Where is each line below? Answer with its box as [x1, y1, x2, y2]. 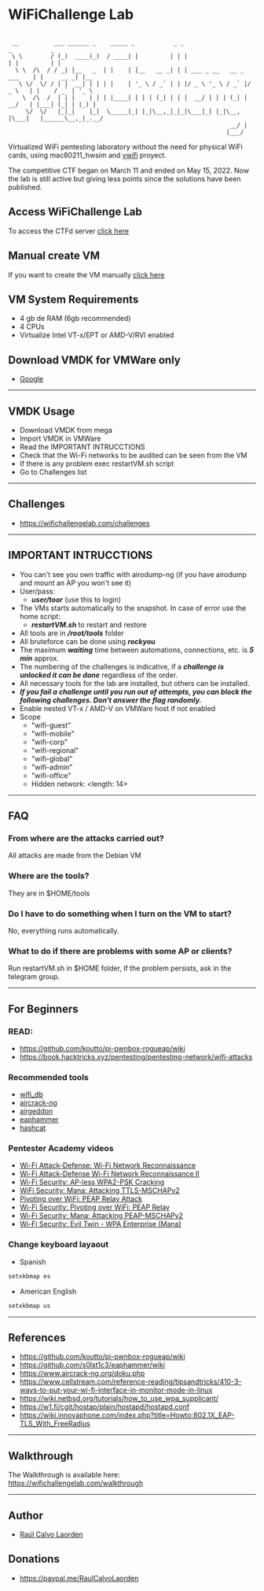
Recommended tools [8, 1071, 89, 1082]
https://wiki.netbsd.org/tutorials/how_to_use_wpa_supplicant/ [19, 1394, 218, 1403]
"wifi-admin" [31, 762, 73, 772]
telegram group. [8, 972, 60, 982]
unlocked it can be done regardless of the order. [19, 670, 178, 680]
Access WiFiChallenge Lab [8, 205, 143, 218]
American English [19, 1287, 77, 1296]
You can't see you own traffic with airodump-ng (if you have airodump [19, 569, 247, 579]
